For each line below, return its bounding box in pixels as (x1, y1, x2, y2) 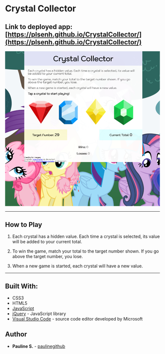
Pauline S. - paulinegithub (12, 343, 65, 349)
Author (5, 330, 27, 339)
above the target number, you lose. (12, 254, 83, 259)
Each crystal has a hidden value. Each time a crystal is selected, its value (12, 233, 160, 239)
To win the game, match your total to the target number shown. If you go (12, 248, 159, 254)
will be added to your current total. (12, 239, 82, 245)
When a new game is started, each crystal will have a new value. (12, 263, 143, 269)
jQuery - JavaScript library (12, 311, 66, 317)
